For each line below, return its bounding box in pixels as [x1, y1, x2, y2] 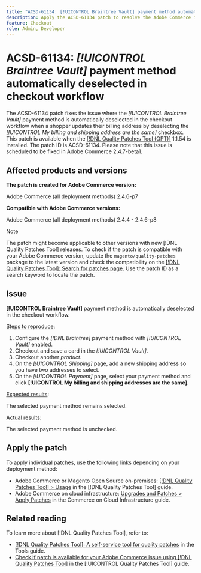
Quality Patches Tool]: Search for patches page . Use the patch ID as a [6, 265, 179, 272]
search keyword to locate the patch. [6, 271, 95, 278]
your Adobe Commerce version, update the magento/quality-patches [6, 252, 176, 259]
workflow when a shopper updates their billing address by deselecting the [6, 123, 189, 130]
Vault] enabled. [14, 341, 53, 348]
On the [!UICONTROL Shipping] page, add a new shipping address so [14, 360, 187, 367]
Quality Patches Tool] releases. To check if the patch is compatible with [6, 246, 182, 253]
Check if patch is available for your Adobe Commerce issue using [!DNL [14, 554, 193, 561]
